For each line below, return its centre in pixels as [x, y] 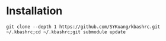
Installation [34, 11]
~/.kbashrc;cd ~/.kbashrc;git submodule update [66, 32]
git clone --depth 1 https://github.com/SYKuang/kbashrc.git [83, 27]
